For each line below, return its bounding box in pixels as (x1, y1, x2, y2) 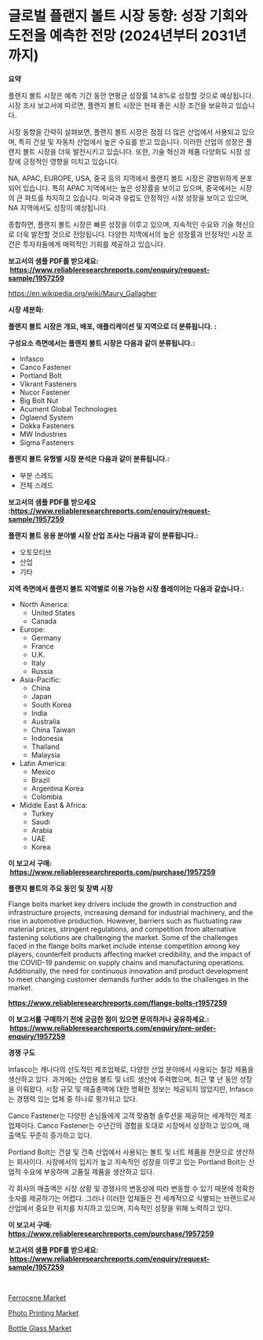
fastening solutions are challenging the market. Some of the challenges (8, 932, 239, 942)
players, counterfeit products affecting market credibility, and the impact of (8, 949, 251, 959)
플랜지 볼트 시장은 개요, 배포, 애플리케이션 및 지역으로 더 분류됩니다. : (8, 321, 217, 331)
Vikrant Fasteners (19, 379, 77, 388)
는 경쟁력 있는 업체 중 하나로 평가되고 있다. (8, 1094, 138, 1103)
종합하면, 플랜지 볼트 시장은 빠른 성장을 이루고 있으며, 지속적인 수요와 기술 (8, 220, 234, 229)
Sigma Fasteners (19, 438, 75, 447)
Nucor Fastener (19, 387, 71, 397)
